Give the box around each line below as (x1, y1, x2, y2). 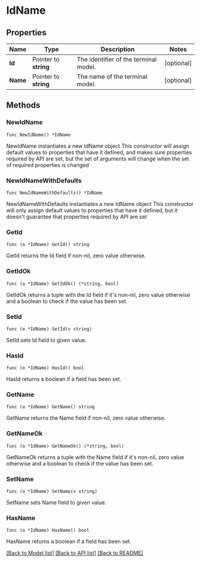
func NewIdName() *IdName (6, 132, 71, 138)
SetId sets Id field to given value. (6, 336, 87, 344)
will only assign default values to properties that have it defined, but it (6, 206, 178, 214)
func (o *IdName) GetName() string (6, 404, 95, 410)
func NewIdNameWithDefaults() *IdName (6, 190, 103, 196)
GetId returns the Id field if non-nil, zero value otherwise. (6, 252, 147, 259)
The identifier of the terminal (77, 55, 157, 63)
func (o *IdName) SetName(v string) (6, 488, 98, 494)
